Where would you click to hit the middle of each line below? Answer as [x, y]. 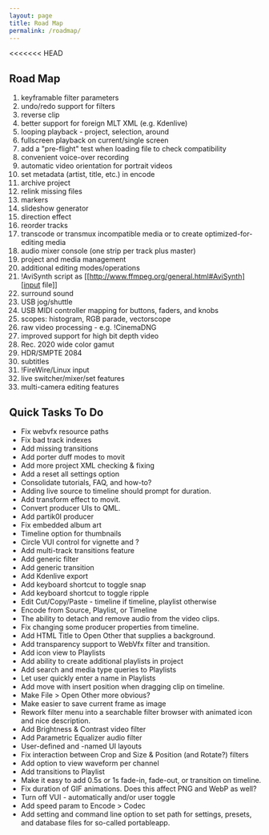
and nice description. [56, 721]
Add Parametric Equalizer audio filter [81, 738]
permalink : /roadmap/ [45, 30]
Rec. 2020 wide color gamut [67, 344]
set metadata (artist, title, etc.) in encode [88, 175]
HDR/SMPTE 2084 [51, 353]
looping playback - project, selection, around [95, 132]
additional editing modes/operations [80, 268]
